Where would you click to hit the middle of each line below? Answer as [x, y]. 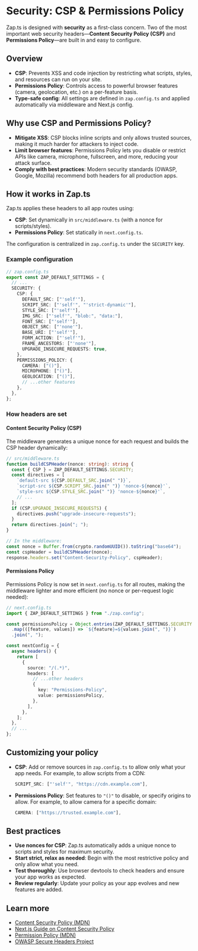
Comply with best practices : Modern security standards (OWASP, [96, 169]
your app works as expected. [50, 877]
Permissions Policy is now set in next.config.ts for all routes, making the [95, 584]
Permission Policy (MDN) [45, 935]
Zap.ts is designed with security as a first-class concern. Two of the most [97, 27]
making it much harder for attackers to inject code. [76, 144]
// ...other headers [58, 679]
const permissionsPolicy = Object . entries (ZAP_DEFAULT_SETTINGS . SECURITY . [100, 624]
